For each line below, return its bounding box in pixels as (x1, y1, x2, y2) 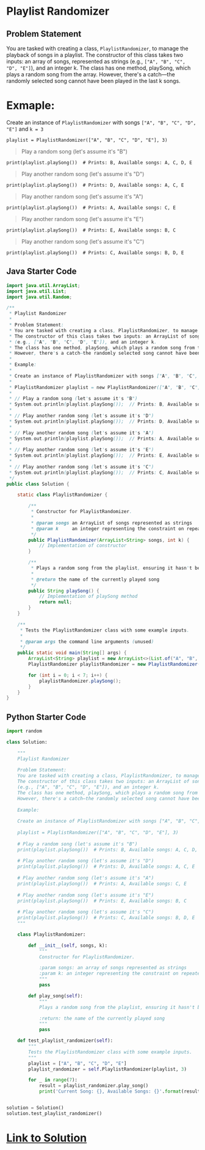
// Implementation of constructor (38, 542, 127, 549)
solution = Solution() (6, 1105, 64, 1111)
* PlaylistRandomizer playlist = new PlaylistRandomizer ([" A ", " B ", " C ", (9, 384, 201, 390)
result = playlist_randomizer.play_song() (38, 1083, 149, 1089)
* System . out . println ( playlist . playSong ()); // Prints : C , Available (9, 469, 193, 476)
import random (6, 728, 43, 734)
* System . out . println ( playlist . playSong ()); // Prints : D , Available (9, 418, 193, 424)
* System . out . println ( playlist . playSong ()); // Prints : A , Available (9, 435, 193, 442)
